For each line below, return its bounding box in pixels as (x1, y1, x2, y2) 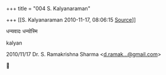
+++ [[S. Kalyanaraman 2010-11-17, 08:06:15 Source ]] (6, 16, 136, 23)
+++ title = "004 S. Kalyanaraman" (6, 5, 90, 12)
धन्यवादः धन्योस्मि (6, 28, 38, 35)
